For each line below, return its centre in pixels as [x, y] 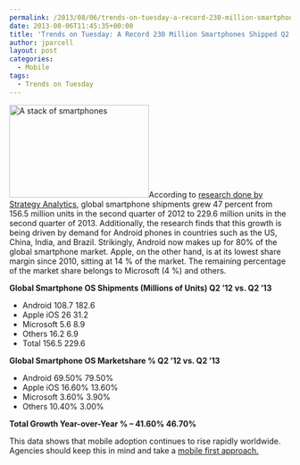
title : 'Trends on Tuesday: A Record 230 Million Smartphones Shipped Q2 [150, 34]
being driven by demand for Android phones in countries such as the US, [144, 232]
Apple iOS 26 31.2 [55, 315]
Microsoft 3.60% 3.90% [67, 397]
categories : [31, 59]
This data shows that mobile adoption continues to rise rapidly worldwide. [145, 441]
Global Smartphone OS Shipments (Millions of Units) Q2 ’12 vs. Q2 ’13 [141, 288]
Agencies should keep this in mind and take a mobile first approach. [134, 450]
